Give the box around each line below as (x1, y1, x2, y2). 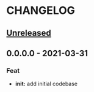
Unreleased (6, 28, 52, 38)
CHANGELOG (6, 4, 75, 18)
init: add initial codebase (15, 80, 78, 88)
